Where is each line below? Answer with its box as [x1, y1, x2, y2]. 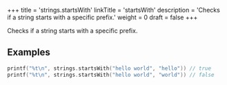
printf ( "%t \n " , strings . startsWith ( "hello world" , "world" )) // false [7, 71, 215, 78]
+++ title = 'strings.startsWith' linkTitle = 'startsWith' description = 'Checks [7, 6, 221, 14]
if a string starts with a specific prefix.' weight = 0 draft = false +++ [7, 13, 198, 21]
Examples [7, 46, 50, 58]
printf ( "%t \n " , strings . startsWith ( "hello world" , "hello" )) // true [7, 65, 212, 72]
